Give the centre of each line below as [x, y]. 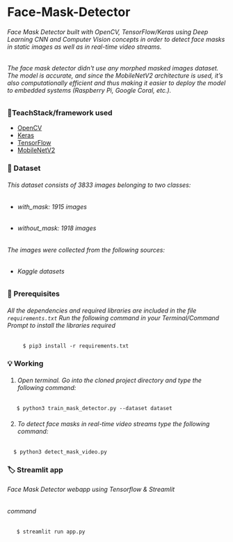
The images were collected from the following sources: [86, 250]
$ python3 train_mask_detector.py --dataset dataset [94, 409]
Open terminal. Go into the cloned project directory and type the [109, 380]
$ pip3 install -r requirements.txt [76, 346]
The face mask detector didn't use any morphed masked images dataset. [113, 68]
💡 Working [25, 363]
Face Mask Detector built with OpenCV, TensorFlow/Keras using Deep [108, 31]
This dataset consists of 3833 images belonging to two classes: [99, 185]
